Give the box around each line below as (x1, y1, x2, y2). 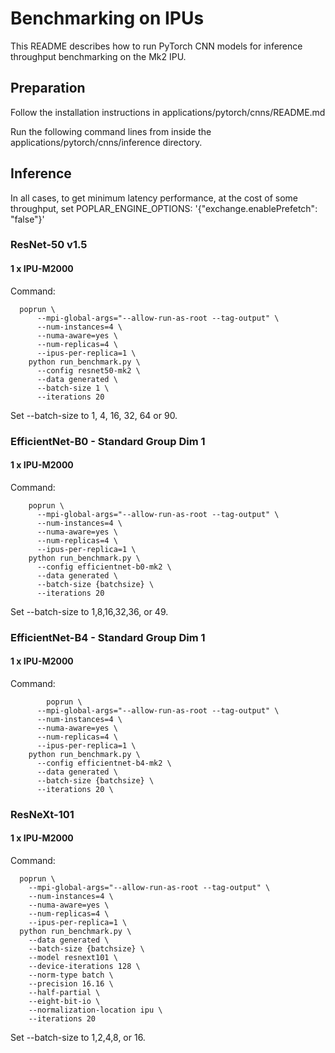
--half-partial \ (28, 988, 101, 998)
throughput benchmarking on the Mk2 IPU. (10, 50, 187, 62)
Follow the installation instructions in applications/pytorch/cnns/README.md (10, 106, 326, 118)
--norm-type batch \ (28, 970, 114, 981)
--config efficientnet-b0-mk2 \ (36, 562, 172, 572)
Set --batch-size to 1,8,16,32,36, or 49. (10, 605, 169, 617)
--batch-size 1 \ (36, 383, 110, 393)
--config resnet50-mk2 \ (36, 365, 141, 376)
